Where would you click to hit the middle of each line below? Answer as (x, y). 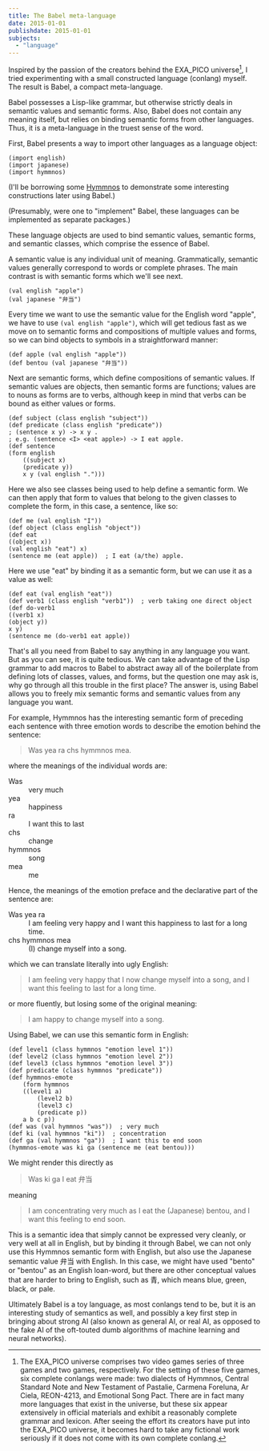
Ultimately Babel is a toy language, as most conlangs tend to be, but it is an (132, 1304)
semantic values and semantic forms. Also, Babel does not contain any (125, 111)
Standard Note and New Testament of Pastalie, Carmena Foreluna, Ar (134, 1387)
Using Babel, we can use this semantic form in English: (99, 1034)
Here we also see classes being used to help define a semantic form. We (128, 489)
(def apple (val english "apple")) (68, 354)
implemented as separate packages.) (69, 219)
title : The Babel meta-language (62, 16)
